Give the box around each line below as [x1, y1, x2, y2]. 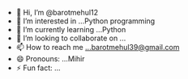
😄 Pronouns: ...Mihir [15, 54, 85, 64]
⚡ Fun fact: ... [15, 63, 61, 73]
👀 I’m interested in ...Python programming [15, 16, 156, 26]
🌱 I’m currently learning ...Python [15, 25, 126, 34]
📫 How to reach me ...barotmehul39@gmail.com [15, 43, 180, 52]
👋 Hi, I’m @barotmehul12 [15, 8, 99, 17]
